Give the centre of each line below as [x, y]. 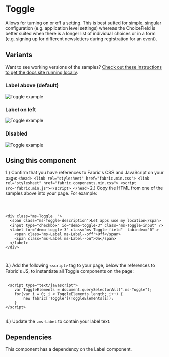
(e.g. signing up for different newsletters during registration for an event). [81, 39]
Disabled [16, 133]
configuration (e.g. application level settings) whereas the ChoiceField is [80, 28]
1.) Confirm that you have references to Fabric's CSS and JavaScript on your [84, 173]
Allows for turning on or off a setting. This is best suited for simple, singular [83, 23]
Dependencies [29, 337]
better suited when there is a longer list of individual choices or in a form [80, 33]
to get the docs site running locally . [42, 72]
